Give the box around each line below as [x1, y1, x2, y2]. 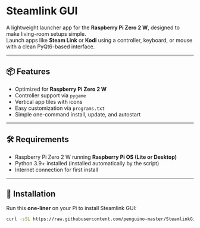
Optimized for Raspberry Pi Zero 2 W [14, 85, 107, 93]
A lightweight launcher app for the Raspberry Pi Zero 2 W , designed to [6, 24, 180, 31]
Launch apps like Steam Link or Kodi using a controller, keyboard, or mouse [6, 36, 193, 44]
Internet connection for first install [14, 166, 99, 173]
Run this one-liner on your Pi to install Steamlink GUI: [6, 205, 137, 212]
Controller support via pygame [14, 91, 86, 99]
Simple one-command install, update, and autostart [14, 110, 141, 118]
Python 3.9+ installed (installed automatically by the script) [14, 159, 160, 167]
